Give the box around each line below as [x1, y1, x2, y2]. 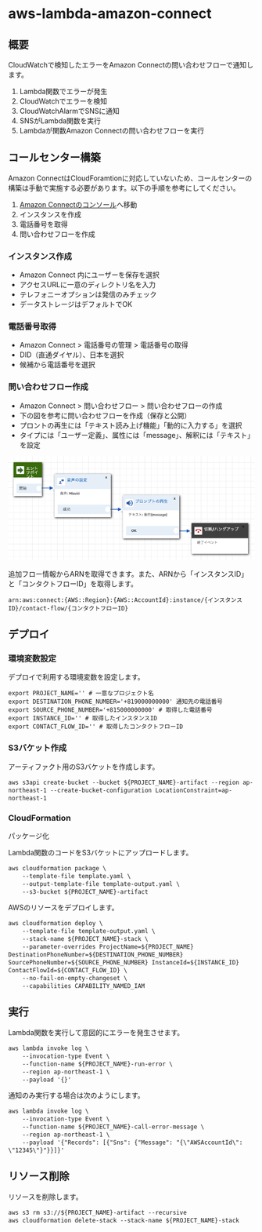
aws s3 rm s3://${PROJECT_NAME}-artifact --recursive [8, 1208, 188, 1216]
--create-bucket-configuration [49, 786, 153, 794]
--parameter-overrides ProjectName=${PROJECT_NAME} [22, 943, 194, 951]
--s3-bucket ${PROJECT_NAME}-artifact [22, 888, 149, 896]
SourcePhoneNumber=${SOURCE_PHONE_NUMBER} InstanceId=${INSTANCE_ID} [8, 959, 240, 967]
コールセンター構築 [8, 151, 101, 165]
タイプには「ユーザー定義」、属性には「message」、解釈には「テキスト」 [19, 430, 254, 439]
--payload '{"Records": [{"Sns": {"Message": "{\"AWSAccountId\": [22, 1139, 243, 1146]
